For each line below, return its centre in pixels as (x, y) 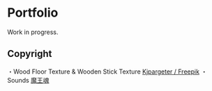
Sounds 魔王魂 (28, 80)
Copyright (30, 54)
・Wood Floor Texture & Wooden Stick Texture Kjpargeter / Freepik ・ (107, 72)
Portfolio (33, 13)
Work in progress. (33, 32)
